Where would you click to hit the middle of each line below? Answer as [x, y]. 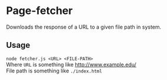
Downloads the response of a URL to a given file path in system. [84, 27]
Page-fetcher [39, 11]
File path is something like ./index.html [54, 71]
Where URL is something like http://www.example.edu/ [71, 64]
